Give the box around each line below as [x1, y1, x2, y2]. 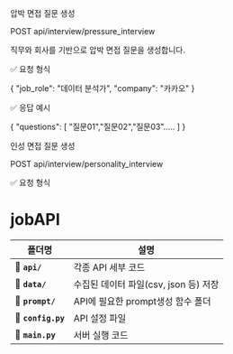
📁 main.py [14, 328, 57, 340]
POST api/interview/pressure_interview [10, 26, 156, 36]
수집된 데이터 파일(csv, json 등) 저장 [73, 278, 220, 291]
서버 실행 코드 [73, 329, 129, 341]
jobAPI [10, 210, 61, 230]
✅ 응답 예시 [10, 102, 51, 113]
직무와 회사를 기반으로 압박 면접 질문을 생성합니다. [10, 44, 186, 55]
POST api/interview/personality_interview [10, 159, 164, 169]
